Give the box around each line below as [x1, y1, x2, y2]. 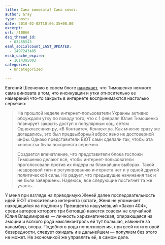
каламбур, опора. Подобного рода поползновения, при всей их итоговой [5, 224, 160, 230]
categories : [5, 62, 30, 67]
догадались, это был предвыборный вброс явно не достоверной [17, 131, 154, 137]
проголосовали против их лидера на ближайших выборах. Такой [17, 162, 154, 167]
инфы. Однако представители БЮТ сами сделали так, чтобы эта [17, 136, 153, 142]
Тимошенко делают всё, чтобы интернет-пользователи [17, 157, 134, 162]
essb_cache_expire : [5, 53, 45, 58]
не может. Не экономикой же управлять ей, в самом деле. [5, 234, 130, 240]
